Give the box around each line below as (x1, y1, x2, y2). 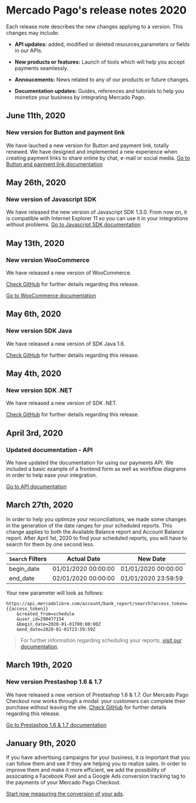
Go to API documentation (6, 483, 67, 490)
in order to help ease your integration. (6, 472, 97, 479)
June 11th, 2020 (6, 111, 66, 121)
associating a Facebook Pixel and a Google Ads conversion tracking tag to (6, 772, 186, 780)
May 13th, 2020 (6, 238, 65, 248)
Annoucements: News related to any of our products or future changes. (14, 76, 190, 83)
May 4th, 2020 (6, 369, 62, 379)
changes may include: (6, 29, 60, 36)
